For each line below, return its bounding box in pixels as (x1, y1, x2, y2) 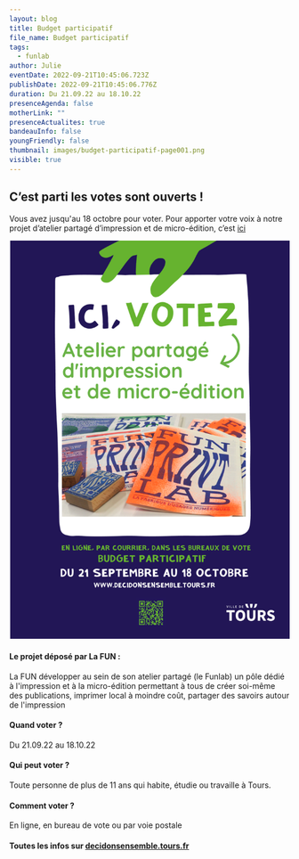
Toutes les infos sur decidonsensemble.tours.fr (9, 840, 190, 851)
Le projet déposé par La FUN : (9, 650, 121, 661)
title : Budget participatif (9, 23, 114, 33)
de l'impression (9, 699, 66, 710)
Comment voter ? (9, 800, 75, 811)
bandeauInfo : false (9, 127, 82, 136)
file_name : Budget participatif (9, 33, 129, 42)
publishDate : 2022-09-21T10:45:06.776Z (9, 80, 158, 89)
